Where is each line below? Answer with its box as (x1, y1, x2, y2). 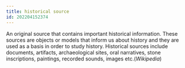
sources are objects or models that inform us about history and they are (6, 36, 180, 43)
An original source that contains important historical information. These (6, 30, 178, 37)
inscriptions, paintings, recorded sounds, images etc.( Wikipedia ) (6, 55, 162, 62)
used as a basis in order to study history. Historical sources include (6, 42, 168, 50)
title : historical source (6, 8, 69, 15)
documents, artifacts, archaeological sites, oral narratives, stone (6, 49, 161, 56)
